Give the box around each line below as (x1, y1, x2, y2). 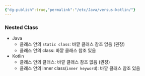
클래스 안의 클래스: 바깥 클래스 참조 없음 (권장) (19, 58, 110, 65)
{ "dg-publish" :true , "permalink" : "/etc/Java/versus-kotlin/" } (5, 7, 136, 12)
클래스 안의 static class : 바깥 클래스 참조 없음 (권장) (19, 41, 125, 47)
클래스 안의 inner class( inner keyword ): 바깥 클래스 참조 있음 (19, 65, 140, 71)
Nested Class (5, 23, 38, 30)
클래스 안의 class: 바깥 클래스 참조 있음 (19, 47, 96, 53)
